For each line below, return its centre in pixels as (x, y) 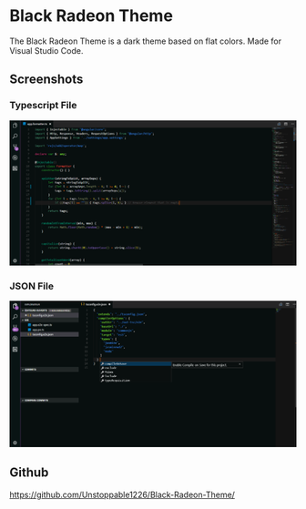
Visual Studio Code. (46, 50)
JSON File (32, 286)
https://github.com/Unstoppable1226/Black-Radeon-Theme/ (122, 494)
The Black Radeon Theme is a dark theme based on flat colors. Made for (146, 41)
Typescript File (43, 106)
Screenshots (46, 80)
